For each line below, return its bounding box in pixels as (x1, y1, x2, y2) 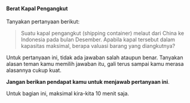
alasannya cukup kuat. (6, 66, 62, 74)
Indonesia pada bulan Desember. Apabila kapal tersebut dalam (20, 36, 175, 43)
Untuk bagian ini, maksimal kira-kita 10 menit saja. (6, 90, 130, 97)
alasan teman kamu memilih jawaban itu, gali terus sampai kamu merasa (6, 60, 184, 68)
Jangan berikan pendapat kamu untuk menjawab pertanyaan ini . (6, 78, 170, 86)
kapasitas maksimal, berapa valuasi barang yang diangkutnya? (20, 43, 175, 50)
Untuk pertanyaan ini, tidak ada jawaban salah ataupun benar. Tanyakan (6, 54, 183, 61)
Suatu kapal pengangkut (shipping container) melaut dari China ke (20, 30, 184, 37)
